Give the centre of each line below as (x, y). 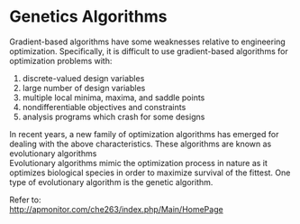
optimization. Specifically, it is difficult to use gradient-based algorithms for (149, 51)
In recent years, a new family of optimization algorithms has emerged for (144, 134)
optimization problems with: (61, 61)
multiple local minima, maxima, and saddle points (114, 98)
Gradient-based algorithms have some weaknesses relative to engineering (147, 42)
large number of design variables (84, 88)
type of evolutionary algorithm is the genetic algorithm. (111, 182)
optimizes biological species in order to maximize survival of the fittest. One (150, 173)
